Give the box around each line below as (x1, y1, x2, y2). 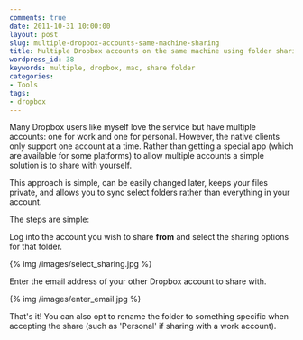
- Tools (9, 80, 39, 89)
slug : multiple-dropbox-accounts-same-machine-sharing (9, 38, 220, 48)
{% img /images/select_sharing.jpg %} (9, 259, 153, 270)
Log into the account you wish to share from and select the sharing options (9, 232, 289, 243)
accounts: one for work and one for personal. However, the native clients (9, 132, 280, 142)
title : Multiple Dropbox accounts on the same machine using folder (9, 47, 272, 56)
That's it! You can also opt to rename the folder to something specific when (9, 311, 289, 322)
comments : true (9, 13, 67, 23)
